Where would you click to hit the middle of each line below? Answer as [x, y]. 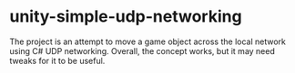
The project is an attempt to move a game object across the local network [148, 41]
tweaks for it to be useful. [57, 60]
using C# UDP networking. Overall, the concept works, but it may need [142, 50]
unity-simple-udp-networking [126, 17]
